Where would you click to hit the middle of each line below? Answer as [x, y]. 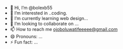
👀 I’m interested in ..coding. [38, 13]
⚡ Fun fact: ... [24, 42]
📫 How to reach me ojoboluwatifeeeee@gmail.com [64, 29]
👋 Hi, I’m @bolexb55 [31, 8]
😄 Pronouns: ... [26, 36]
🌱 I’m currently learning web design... [49, 18]
